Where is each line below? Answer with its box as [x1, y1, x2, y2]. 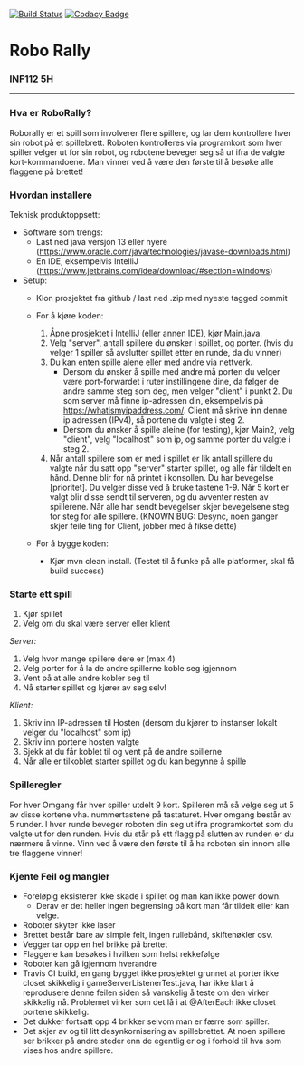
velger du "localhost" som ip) [22, 727, 132, 738]
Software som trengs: [22, 227, 104, 238]
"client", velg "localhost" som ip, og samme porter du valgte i [62, 434, 291, 445]
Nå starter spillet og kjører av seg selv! [22, 682, 167, 693]
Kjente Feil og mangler [9, 870, 110, 883]
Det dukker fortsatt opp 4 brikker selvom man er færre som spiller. [22, 1016, 270, 1027]
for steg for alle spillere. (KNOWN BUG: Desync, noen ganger [49, 511, 279, 522]
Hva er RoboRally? [9, 107, 92, 120]
